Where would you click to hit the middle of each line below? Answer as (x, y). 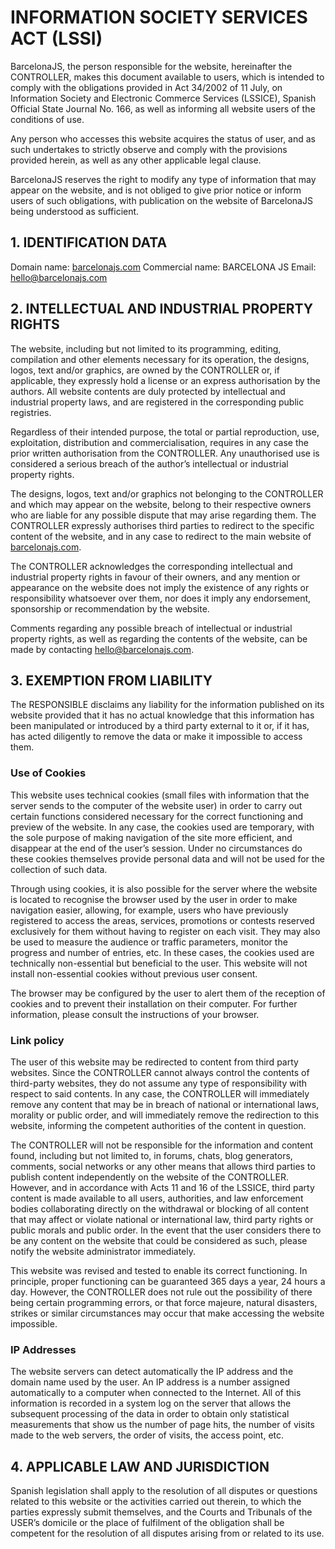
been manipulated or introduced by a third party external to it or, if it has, (160, 726)
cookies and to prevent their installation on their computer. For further (154, 1003)
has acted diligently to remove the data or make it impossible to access (156, 737)
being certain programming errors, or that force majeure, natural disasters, (164, 1302)
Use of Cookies (48, 773)
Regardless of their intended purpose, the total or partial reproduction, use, (165, 432)
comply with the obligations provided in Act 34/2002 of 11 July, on (146, 87)
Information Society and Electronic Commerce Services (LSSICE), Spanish (163, 98)
